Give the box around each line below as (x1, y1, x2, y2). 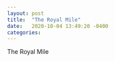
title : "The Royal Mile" (7, 16, 81, 23)
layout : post (7, 10, 44, 17)
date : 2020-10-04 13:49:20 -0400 (7, 22, 109, 29)
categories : (7, 29, 41, 36)
